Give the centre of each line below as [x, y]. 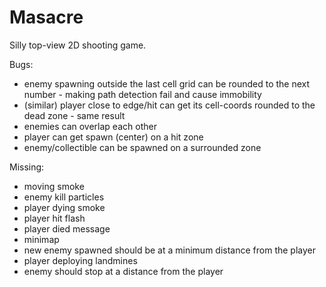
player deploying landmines [80, 260]
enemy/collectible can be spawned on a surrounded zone [142, 147]
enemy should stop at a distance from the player [123, 271]
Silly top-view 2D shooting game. [78, 45]
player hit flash [54, 218]
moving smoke [54, 186]
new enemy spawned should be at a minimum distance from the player [169, 250]
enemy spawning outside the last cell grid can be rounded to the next [167, 83]
